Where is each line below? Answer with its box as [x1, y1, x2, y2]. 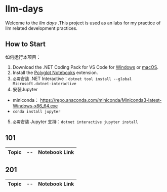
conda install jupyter [12, 109, 61, 114]
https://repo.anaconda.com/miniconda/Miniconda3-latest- [40, 97, 162, 103]
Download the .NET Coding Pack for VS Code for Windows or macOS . [12, 64, 158, 70]
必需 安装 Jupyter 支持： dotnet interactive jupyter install [12, 119, 138, 125]
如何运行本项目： [5, 54, 41, 60]
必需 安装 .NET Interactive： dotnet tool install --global [12, 75, 132, 82]
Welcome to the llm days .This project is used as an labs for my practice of [5, 20, 161, 26]
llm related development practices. [5, 25, 77, 31]
